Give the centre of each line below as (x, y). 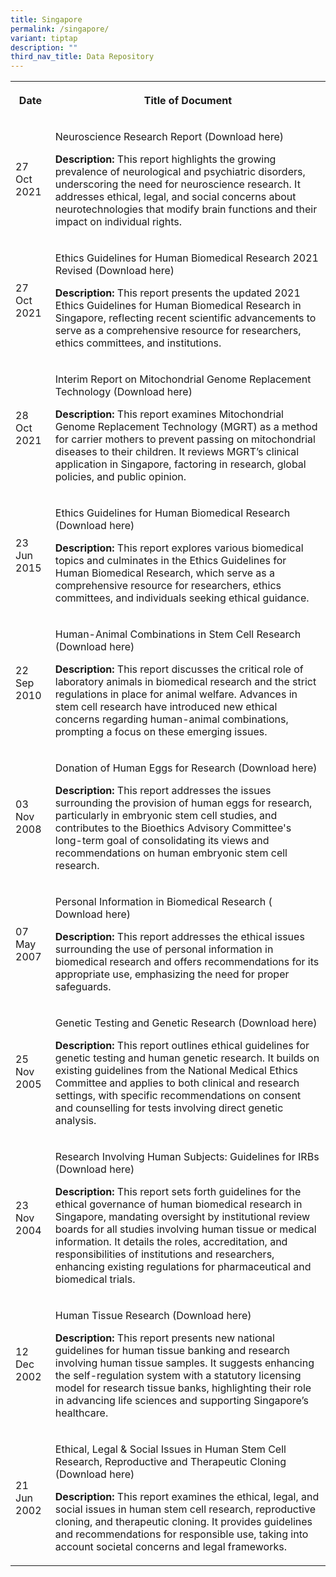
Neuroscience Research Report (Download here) (169, 137)
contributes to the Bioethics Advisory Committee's (173, 828)
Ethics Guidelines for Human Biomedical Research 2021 (186, 258)
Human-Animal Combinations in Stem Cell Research (178, 634)
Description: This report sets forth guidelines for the (178, 1192)
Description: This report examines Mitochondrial (169, 414)
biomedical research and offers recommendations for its (187, 962)
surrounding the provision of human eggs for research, (183, 803)
